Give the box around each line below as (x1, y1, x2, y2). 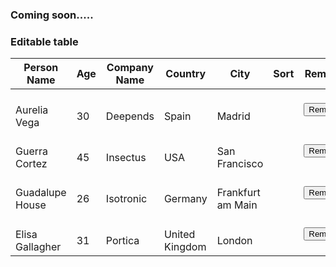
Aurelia (15, 103, 49, 117)
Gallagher (15, 239, 62, 253)
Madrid (216, 109, 251, 123)
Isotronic (105, 192, 148, 206)
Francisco (216, 157, 264, 170)
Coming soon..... (10, 8, 94, 22)
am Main (216, 198, 258, 212)
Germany (163, 192, 208, 206)
